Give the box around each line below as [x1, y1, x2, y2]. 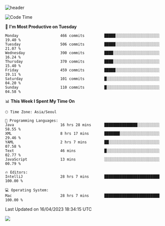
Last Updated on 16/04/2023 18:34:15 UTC [5, 206, 92, 212]
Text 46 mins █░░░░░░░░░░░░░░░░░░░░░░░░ [5, 148, 160, 153]
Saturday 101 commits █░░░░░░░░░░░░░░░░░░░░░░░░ [5, 76, 160, 81]
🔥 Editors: [5, 170, 28, 175]
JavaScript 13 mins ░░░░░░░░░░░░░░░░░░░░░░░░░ [5, 157, 160, 162]
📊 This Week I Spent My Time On [5, 98, 75, 104]
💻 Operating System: [5, 188, 49, 193]
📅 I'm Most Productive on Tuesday [5, 24, 77, 30]
